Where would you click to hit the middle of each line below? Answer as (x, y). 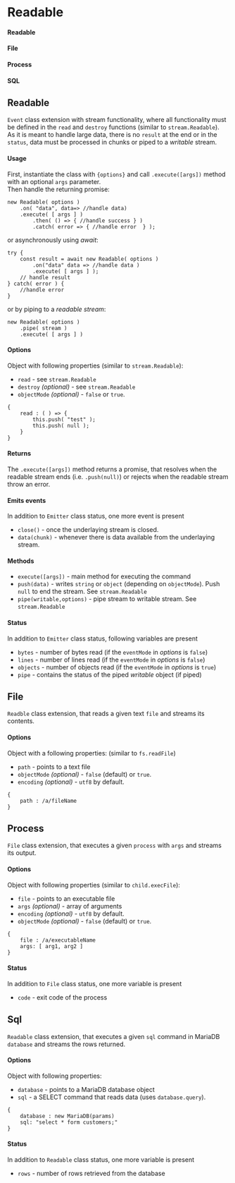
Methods (21, 561)
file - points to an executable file (66, 898)
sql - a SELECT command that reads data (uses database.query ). (112, 1097)
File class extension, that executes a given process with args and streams (114, 845)
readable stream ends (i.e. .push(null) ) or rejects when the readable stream (118, 476)
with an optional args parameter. (54, 181)
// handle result (45, 277)
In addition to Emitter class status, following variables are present (103, 638)
